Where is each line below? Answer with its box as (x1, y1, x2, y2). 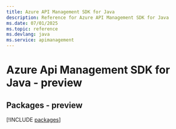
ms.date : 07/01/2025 (6, 20, 59, 26)
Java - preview (6, 76, 83, 90)
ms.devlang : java (6, 31, 50, 38)
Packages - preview (6, 100, 83, 110)
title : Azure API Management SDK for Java (6, 8, 115, 15)
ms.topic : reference (6, 25, 59, 32)
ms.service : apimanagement (6, 37, 74, 43)
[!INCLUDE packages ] (6, 116, 61, 123)
